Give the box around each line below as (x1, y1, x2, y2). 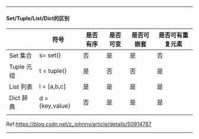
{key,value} (39, 102, 70, 110)
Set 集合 (9, 52, 33, 60)
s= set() (39, 51, 61, 59)
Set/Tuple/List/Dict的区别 (6, 14, 70, 21)
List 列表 (9, 83, 33, 91)
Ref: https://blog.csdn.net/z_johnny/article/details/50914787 (6, 121, 152, 128)
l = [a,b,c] (39, 83, 66, 91)
